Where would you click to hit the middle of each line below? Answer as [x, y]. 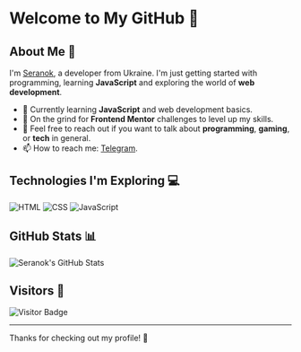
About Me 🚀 [43, 52]
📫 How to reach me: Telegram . [80, 148]
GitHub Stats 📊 [53, 237]
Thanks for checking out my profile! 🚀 [79, 338]
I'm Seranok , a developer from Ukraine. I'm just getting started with [133, 73]
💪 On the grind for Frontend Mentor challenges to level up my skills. [148, 119]
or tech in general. [56, 138]
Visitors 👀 [37, 291]
